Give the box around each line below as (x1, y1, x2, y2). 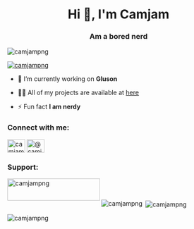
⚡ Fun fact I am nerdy (17, 102, 81, 111)
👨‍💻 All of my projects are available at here (17, 88, 140, 97)
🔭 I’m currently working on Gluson (17, 75, 118, 83)
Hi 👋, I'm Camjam (67, 6, 170, 23)
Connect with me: (7, 123, 70, 132)
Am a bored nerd (89, 32, 148, 42)
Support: (7, 162, 39, 172)
